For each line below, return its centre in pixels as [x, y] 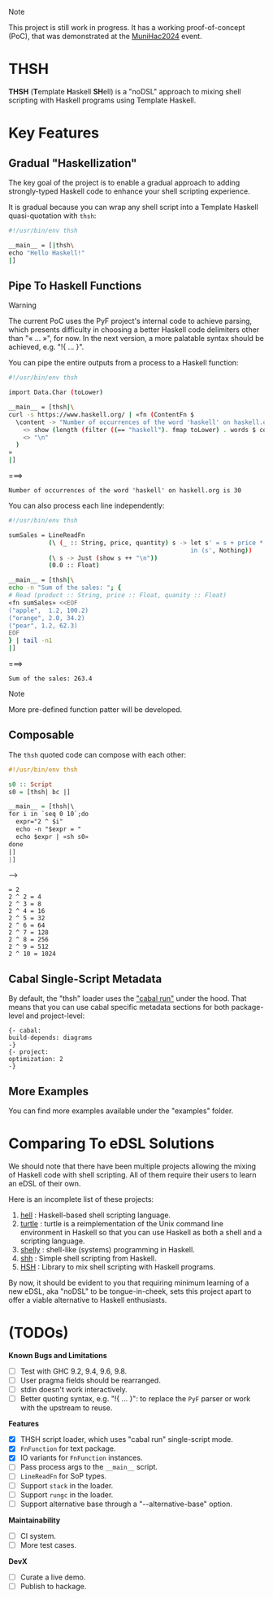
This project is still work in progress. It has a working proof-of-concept [127, 27]
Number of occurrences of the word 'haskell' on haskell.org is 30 [125, 491]
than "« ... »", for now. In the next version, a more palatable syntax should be [136, 339]
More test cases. [48, 1544]
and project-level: [55, 1016]
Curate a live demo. [53, 1577]
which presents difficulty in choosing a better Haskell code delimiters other [134, 330]
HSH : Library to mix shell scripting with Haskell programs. [117, 1267]
